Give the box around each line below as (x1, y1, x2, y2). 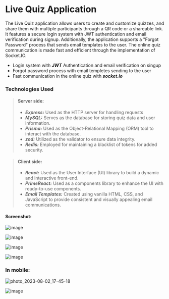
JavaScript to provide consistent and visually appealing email (25, 196, 153, 203)
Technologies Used (5, 85, 54, 92)
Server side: (17, 98, 44, 104)
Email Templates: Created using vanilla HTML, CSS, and (25, 191, 143, 197)
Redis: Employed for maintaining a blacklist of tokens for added (25, 141, 157, 147)
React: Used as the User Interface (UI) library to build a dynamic (25, 170, 159, 176)
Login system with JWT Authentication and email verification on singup (12, 62, 161, 68)
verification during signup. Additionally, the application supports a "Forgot (5, 36, 159, 42)
